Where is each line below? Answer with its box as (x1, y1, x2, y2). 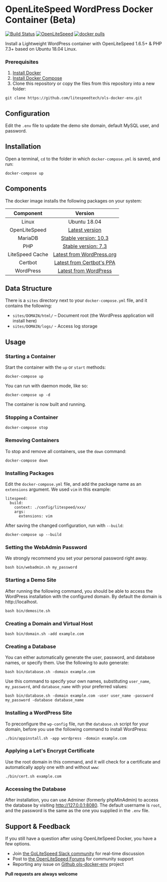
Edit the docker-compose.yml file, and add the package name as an (5, 481, 141, 487)
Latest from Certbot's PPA (54, 259, 116, 266)
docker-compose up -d (5, 393, 51, 398)
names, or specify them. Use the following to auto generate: (5, 659, 129, 666)
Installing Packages (5, 470, 54, 477)
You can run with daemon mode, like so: (5, 383, 88, 389)
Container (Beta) (5, 14, 76, 26)
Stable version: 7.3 (62, 243, 107, 250)
